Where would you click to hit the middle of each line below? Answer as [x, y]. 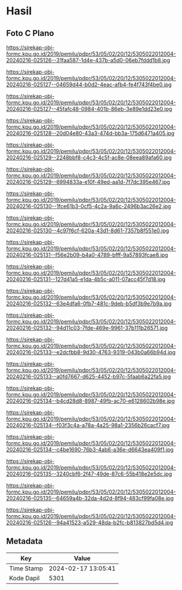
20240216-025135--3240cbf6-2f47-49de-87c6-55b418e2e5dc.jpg [89, 474]
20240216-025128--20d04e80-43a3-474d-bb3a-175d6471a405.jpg [90, 133]
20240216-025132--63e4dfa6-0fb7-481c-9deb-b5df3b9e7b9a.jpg [89, 303]
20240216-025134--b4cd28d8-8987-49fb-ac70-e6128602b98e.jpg [90, 401]
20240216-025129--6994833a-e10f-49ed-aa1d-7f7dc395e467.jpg [88, 182]
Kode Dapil [24, 578]
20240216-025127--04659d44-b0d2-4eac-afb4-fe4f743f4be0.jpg [89, 84]
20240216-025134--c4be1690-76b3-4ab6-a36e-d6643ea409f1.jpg [90, 450]
